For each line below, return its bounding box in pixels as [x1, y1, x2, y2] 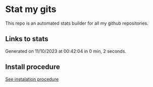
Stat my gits [5, 4, 57, 15]
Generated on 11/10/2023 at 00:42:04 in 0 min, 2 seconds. [5, 48, 126, 54]
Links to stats [5, 35, 48, 43]
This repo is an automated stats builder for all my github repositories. [5, 20, 148, 26]
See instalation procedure [5, 76, 59, 82]
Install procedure [5, 63, 60, 71]
